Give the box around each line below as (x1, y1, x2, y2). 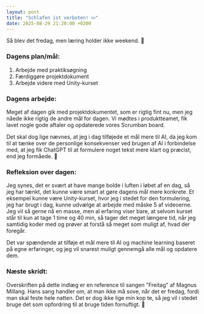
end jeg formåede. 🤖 (6, 152, 58, 159)
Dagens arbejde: (6, 94, 57, 103)
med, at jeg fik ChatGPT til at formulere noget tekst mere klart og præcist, (6, 146, 192, 153)
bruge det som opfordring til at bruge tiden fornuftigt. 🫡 (6, 301, 145, 308)
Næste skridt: (6, 267, 48, 276)
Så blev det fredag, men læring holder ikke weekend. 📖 (6, 37, 145, 45)
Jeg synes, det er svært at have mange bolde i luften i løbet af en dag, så (6, 181, 191, 189)
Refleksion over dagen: (6, 167, 77, 176)
